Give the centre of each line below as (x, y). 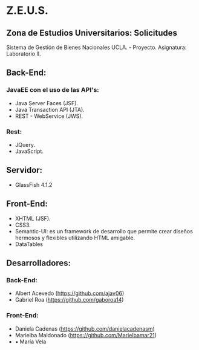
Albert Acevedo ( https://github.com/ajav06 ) (70, 293)
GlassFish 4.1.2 (34, 184)
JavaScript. (29, 151)
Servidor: (24, 170)
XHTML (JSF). (33, 218)
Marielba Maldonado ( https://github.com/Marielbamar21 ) (86, 335)
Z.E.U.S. (27, 11)
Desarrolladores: (39, 263)
